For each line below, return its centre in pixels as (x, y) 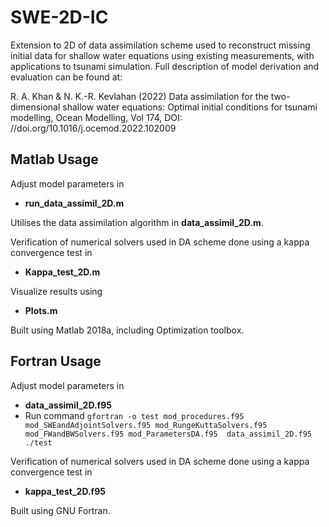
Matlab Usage (54, 159)
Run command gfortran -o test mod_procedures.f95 (134, 415)
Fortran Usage (56, 361)
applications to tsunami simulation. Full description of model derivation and (165, 66)
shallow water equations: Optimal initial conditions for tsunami (190, 107)
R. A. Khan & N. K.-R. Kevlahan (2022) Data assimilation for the (139, 96)
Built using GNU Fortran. (60, 510)
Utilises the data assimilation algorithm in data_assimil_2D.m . (137, 222)
